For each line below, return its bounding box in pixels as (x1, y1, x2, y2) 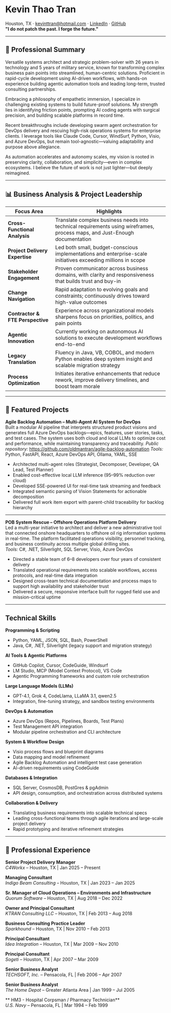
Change (8, 289, 27, 296)
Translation (8, 358, 36, 366)
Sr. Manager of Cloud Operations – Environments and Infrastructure (5, 890, 151, 896)
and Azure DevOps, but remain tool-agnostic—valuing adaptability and (5, 138, 154, 144)
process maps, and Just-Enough (55, 229, 134, 236)
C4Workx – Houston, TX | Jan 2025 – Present (5, 865, 101, 870)
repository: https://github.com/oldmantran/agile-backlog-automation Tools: (5, 446, 163, 452)
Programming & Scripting (5, 627, 60, 633)
